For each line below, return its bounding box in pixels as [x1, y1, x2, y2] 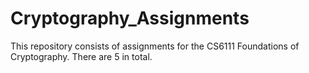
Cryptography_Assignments [10, 7, 250, 30]
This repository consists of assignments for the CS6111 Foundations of [10, 40, 300, 52]
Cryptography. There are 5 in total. [10, 50, 153, 62]
